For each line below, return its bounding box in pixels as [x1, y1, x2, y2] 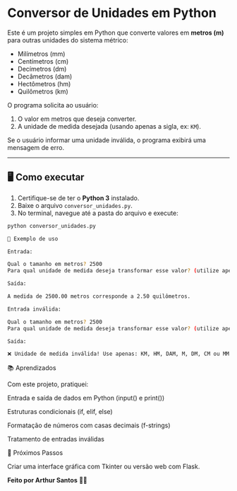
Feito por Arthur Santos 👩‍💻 [7, 476, 88, 485]
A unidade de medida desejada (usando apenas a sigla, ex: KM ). [17, 122, 201, 130]
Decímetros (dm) [17, 64, 67, 73]
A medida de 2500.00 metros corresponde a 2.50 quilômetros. [7, 293, 191, 300]
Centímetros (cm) [17, 57, 69, 65]
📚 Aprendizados [7, 364, 56, 372]
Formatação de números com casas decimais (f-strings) [7, 421, 171, 429]
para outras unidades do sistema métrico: [7, 35, 128, 44]
